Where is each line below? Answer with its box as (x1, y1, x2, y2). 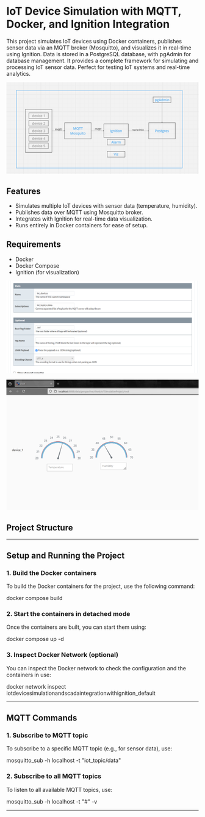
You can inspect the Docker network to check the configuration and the (6, 664, 186, 672)
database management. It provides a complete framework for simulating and (6, 57, 199, 64)
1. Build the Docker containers (6, 568, 97, 577)
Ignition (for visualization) (15, 268, 79, 276)
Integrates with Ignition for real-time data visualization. (15, 215, 153, 222)
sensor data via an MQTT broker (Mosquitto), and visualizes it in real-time (6, 44, 192, 51)
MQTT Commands (6, 713, 77, 723)
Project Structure (6, 522, 73, 533)
